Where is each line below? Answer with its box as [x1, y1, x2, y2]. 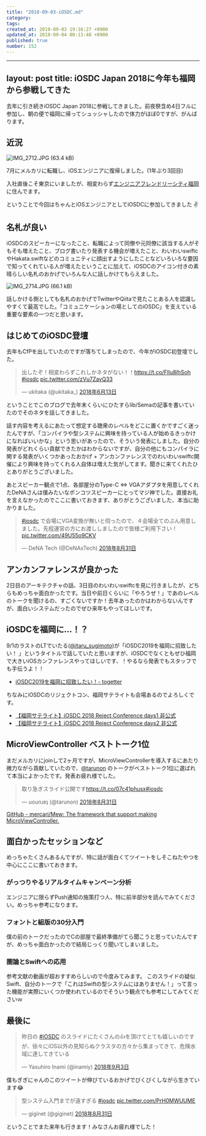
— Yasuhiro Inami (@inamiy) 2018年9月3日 [21, 1064, 130, 1071]
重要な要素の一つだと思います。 [6, 311, 87, 318]
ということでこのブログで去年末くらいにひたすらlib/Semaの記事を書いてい [6, 401, 195, 409]
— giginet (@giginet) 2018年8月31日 [21, 1110, 113, 1118]
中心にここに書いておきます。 [6, 861, 81, 869]
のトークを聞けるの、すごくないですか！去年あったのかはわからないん [6, 597, 183, 604]
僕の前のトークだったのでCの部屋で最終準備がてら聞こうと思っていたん [6, 933, 187, 940]
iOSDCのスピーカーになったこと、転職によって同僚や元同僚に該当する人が [6, 240, 194, 247]
